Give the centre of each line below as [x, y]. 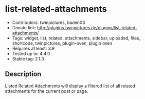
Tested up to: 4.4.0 [31, 53]
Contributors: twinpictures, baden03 [48, 22]
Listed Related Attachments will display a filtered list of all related [70, 86]
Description [23, 74]
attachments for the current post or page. [47, 91]
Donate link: [24, 27]
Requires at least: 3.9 [33, 48]
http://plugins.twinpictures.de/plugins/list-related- [87, 27]
